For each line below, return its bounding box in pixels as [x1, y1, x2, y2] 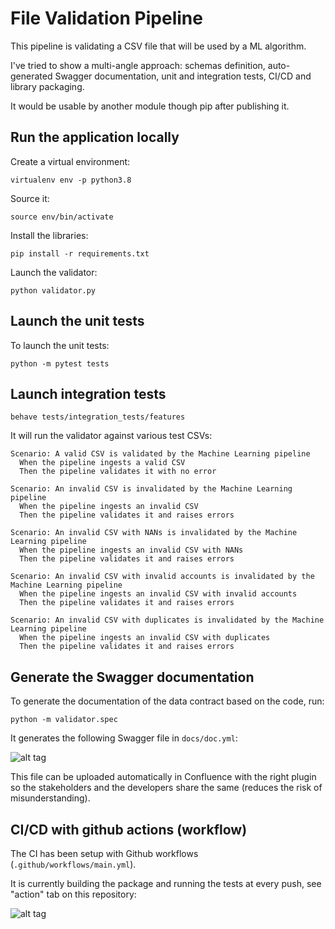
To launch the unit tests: [10, 339, 110, 351]
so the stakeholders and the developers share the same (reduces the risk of [10, 782, 323, 794]
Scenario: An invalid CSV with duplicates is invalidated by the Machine [10, 615, 325, 626]
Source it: [10, 192, 50, 204]
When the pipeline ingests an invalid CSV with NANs [19, 545, 244, 556]
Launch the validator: [10, 266, 98, 278]
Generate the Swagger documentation [10, 668, 255, 686]
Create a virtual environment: [10, 155, 131, 167]
